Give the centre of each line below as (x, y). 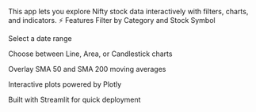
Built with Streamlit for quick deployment (75, 99)
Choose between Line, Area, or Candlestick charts (90, 54)
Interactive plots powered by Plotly (65, 84)
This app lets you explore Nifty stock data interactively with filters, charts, (128, 11)
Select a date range (40, 38)
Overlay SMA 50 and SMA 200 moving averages (87, 69)
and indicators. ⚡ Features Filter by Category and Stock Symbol (112, 20)
